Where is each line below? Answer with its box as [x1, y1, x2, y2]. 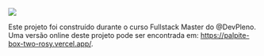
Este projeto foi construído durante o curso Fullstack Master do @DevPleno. [8, 22, 256, 32]
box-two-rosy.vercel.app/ [8, 39, 92, 48]
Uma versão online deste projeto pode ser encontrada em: [8, 31, 199, 39]
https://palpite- [200, 31, 250, 39]
